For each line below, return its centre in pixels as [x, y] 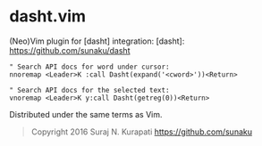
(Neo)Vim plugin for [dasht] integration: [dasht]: [97, 41]
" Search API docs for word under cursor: [89, 67]
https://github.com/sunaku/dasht [70, 50]
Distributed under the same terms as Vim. [86, 114]
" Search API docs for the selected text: [89, 90]
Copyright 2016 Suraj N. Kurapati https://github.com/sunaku [142, 132]
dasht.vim [48, 16]
